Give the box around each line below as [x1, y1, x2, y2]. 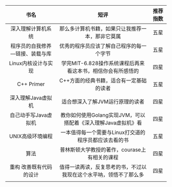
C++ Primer [17, 80, 45, 88]
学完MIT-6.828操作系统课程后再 [61, 60, 140, 67]
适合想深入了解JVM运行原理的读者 [61, 98, 145, 105]
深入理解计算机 [10, 25, 47, 32]
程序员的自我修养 [10, 43, 52, 49]
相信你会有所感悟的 [92, 68, 139, 74]
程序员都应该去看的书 [77, 137, 129, 143]
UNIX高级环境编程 [9, 133, 53, 140]
